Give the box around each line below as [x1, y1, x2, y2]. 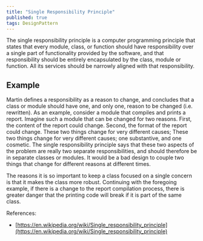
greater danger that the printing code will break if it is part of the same [6, 191, 182, 199]
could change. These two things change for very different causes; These [6, 128, 188, 136]
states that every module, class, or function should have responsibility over [6, 43, 194, 50]
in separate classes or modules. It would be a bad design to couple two [6, 154, 184, 161]
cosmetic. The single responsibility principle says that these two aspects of [6, 141, 195, 148]
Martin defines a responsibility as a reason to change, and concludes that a [6, 96, 195, 104]
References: [6, 210, 36, 217]
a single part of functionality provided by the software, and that [6, 50, 164, 57]
